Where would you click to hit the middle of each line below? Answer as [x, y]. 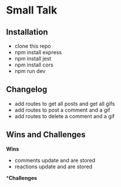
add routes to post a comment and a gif [62, 110]
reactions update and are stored [53, 166]
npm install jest [33, 59]
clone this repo [33, 46]
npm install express [38, 52]
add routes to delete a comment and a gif [65, 116]
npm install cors [34, 65]
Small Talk [32, 10]
